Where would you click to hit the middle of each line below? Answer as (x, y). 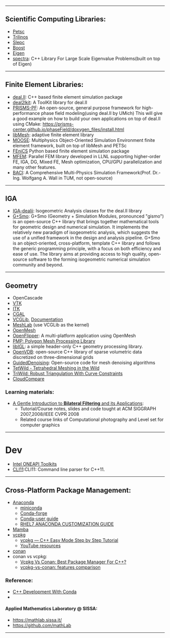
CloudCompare (28, 379)
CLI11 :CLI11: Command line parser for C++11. (59, 469)
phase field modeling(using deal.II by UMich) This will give (102, 113)
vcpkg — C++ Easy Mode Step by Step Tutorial (69, 540)
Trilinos (20, 37)
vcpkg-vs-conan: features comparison (60, 567)
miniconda (31, 508)
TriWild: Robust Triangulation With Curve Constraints (68, 374)
